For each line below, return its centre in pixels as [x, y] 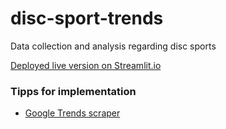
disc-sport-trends [87, 18]
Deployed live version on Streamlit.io [86, 65]
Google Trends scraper [72, 113]
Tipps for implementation [73, 91]
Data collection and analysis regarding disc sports [113, 46]
